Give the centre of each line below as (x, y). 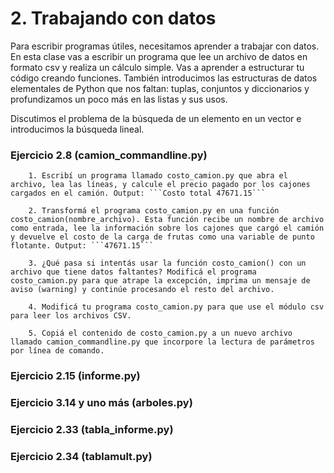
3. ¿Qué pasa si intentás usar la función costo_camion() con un (167, 263)
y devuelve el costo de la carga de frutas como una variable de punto (162, 237)
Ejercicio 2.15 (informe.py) (75, 376)
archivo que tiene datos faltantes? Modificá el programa (133, 272)
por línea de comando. (57, 351)
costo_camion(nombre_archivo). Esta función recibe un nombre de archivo (167, 220)
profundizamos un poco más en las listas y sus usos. (119, 99)
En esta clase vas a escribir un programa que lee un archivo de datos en (159, 56)
